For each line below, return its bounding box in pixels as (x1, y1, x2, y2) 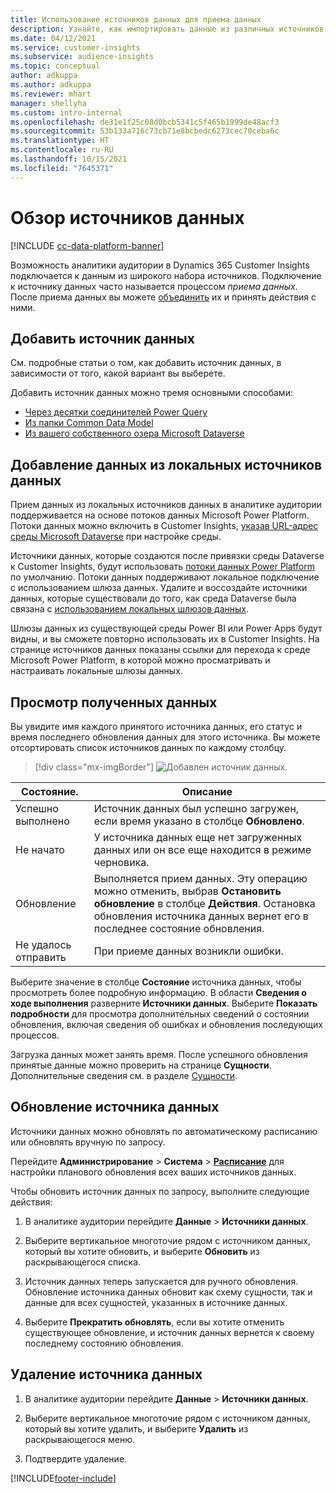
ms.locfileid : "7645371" (10, 163, 114, 173)
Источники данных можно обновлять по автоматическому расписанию (10, 1125, 318, 1137)
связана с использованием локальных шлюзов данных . (10, 603, 250, 615)
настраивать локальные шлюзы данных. (10, 665, 183, 677)
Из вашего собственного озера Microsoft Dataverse (24, 427, 245, 440)
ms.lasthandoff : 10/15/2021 (10, 154, 128, 164)
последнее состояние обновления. (93, 922, 265, 935)
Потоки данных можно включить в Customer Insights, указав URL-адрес (10, 520, 319, 532)
